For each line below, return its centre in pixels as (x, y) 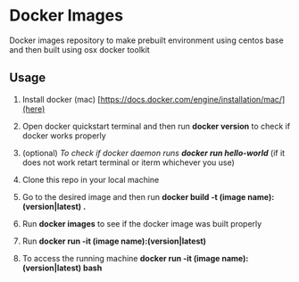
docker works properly (64, 136)
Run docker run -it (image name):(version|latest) (114, 241)
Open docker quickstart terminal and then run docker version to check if (156, 126)
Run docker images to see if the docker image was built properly (142, 223)
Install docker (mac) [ (61, 99)
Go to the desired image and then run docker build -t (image (134, 196)
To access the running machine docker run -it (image (121, 258)
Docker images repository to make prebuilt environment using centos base (146, 40)
